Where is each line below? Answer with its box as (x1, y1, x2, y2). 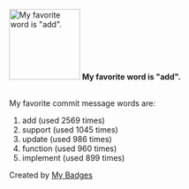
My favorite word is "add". (81, 72, 181, 82)
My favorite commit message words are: (9, 98, 156, 109)
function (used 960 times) (21, 143, 117, 154)
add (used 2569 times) (21, 115, 106, 125)
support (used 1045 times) (21, 125, 119, 135)
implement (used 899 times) (21, 153, 125, 163)
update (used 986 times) (21, 134, 112, 144)
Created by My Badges (9, 170, 93, 180)
